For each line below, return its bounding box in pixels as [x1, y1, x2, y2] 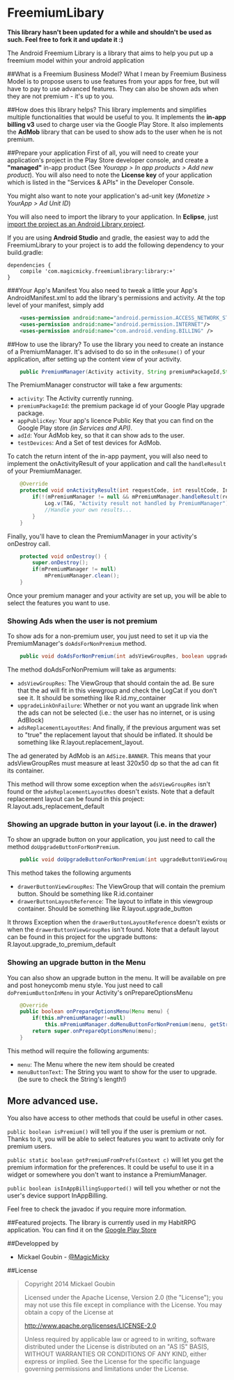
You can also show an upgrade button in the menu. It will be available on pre [7, 973, 226, 982]
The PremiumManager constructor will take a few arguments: [7, 381, 183, 389]
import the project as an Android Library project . [7, 219, 146, 228]
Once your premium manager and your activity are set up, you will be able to [7, 591, 227, 600]
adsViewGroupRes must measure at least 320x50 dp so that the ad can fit [7, 759, 219, 768]
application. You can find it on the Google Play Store [7, 1225, 157, 1234]
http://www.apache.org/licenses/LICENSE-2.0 [24, 1321, 157, 1330]
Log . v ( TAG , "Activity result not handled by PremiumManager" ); [44, 500, 232, 507]
